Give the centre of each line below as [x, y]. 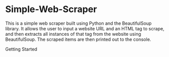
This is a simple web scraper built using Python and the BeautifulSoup [78, 23]
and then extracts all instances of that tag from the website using [73, 34]
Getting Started [21, 49]
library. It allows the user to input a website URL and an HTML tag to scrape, [85, 28]
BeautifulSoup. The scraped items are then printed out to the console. [78, 39]
